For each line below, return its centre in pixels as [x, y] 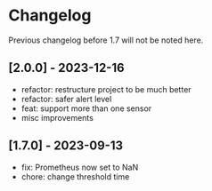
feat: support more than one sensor [86, 108]
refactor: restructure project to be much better [106, 89]
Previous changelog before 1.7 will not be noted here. [106, 40]
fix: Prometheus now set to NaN [80, 167]
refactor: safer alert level [66, 99]
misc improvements [57, 117]
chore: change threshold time [75, 176]
